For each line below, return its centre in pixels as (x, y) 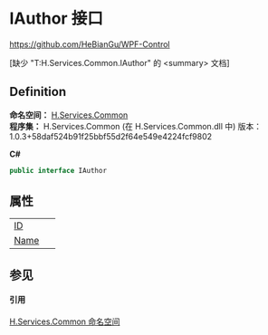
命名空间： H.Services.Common (69, 115)
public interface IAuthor (58, 170)
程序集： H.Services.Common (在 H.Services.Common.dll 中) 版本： (136, 126)
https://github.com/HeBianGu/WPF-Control (90, 44)
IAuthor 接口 (57, 19)
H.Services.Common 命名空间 (65, 321)
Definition (38, 92)
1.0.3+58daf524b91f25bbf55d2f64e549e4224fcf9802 (111, 136)
